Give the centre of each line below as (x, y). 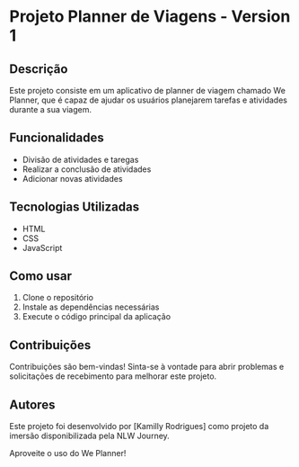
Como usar (41, 276)
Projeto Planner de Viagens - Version (150, 17)
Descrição (39, 69)
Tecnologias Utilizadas (75, 207)
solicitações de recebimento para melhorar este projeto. (113, 376)
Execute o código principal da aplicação (97, 317)
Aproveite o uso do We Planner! (68, 454)
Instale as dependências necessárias (91, 307)
